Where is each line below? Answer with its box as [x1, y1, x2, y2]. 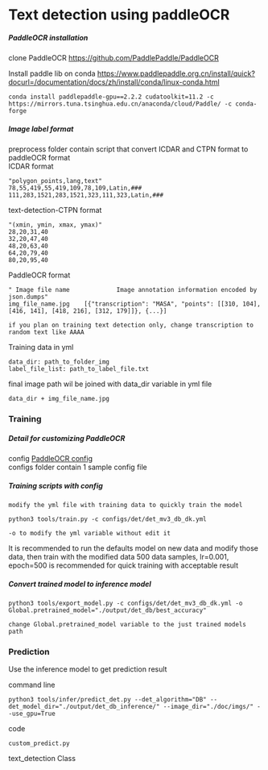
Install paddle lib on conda [8, 69, 96, 78]
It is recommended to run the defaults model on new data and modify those [8, 543, 259, 553]
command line [8, 680, 56, 690]
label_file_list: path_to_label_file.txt [8, 365, 150, 373]
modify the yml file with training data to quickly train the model [8, 501, 243, 509]
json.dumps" [8, 293, 48, 302]
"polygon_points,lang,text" [8, 177, 103, 185]
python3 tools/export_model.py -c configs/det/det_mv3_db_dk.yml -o [8, 599, 243, 607]
